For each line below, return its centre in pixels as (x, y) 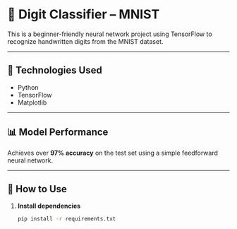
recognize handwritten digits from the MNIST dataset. (85, 41)
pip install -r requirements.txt (67, 219)
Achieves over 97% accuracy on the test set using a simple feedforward (113, 153)
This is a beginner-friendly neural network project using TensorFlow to (110, 34)
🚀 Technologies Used (55, 70)
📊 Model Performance (58, 133)
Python (28, 87)
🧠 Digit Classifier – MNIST (84, 14)
